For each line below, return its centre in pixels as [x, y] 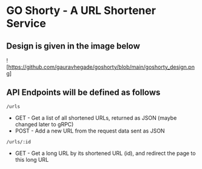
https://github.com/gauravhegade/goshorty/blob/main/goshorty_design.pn [102, 67]
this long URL [32, 159]
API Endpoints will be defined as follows [83, 93]
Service [26, 23]
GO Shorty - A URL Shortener [81, 11]
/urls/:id [19, 142]
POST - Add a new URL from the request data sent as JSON [90, 131]
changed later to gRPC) [44, 124]
